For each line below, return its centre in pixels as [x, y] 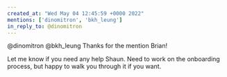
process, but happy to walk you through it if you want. [84, 67]
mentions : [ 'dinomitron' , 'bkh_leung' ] [65, 20]
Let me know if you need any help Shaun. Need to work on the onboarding [113, 59]
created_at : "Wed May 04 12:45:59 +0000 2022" [76, 13]
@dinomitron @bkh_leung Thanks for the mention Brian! [87, 46]
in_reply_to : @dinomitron [44, 26]
